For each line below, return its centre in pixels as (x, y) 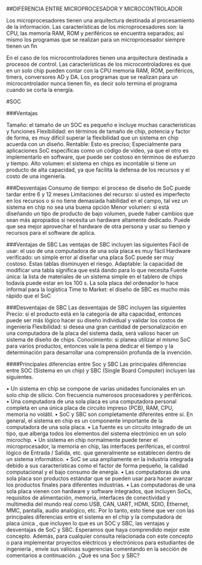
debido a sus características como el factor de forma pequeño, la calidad (97, 465)
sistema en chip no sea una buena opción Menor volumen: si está (88, 207)
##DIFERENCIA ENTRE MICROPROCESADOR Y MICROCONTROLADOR (94, 9)
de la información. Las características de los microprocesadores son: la (95, 27)
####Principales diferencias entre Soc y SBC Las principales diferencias (96, 364)
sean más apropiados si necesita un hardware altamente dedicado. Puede (98, 220)
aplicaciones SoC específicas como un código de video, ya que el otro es (97, 151)
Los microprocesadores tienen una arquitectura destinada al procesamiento (100, 20)
